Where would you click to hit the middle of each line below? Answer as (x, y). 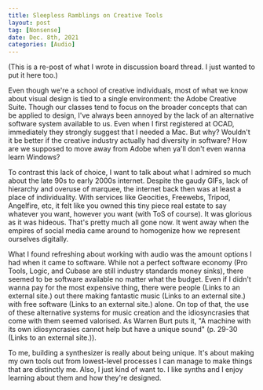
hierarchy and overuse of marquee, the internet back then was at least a (125, 189)
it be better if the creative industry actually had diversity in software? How (128, 140)
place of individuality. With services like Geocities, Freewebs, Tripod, (119, 198)
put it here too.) (33, 75)
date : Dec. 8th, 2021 (44, 37)
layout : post (29, 23)
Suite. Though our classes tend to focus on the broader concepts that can (128, 108)
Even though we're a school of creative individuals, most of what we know (128, 90)
